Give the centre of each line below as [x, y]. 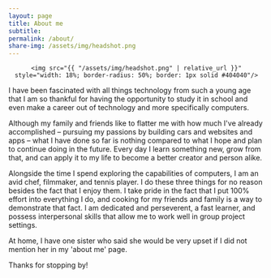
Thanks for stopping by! [48, 265]
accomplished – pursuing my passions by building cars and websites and [131, 132]
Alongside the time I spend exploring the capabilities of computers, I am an [133, 173]
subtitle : [25, 31]
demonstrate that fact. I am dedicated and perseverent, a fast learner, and [132, 208]
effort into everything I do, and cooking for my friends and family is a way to [135, 199]
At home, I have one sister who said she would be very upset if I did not [128, 241]
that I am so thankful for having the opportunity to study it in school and [128, 99]
